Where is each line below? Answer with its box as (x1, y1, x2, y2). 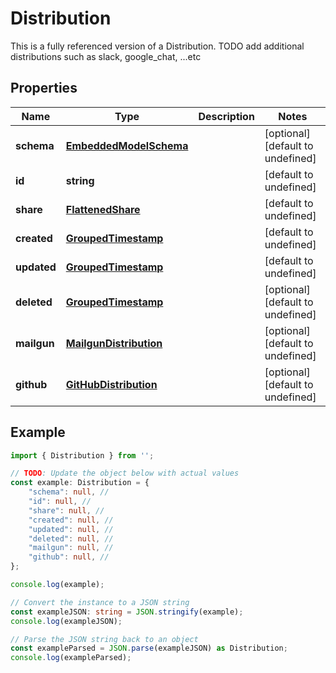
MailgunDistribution (65, 336, 163, 350)
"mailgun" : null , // (28, 543, 114, 553)
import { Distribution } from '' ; (10, 450, 155, 461)
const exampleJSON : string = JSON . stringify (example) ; (10, 607, 244, 617)
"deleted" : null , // (28, 533, 114, 544)
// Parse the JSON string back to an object (10, 634, 199, 644)
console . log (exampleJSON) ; (10, 616, 123, 626)
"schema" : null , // (28, 487, 110, 497)
